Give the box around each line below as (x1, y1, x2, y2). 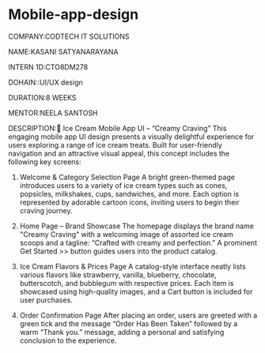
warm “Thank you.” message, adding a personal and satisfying (19, 327, 225, 336)
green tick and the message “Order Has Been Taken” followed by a (19, 318, 238, 329)
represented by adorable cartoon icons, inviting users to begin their (19, 197, 240, 207)
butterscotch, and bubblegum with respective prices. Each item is (19, 278, 234, 287)
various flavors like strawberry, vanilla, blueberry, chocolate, (19, 270, 218, 280)
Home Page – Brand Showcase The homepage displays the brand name (19, 221, 255, 231)
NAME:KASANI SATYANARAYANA (8, 47, 119, 56)
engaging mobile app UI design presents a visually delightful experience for (8, 132, 255, 141)
